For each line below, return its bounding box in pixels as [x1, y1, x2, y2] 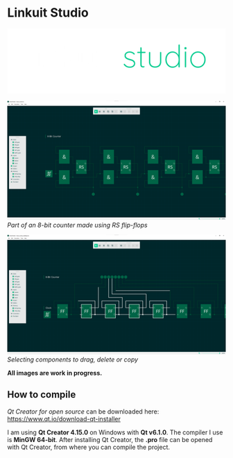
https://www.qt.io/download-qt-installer [7, 414, 121, 423]
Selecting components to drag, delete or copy [7, 355, 139, 364]
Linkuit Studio [7, 5, 89, 21]
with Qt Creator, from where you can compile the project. [7, 443, 170, 451]
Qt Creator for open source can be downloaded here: [7, 407, 159, 416]
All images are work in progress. [7, 368, 103, 377]
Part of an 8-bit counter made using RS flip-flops [7, 221, 148, 230]
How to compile [7, 389, 76, 400]
